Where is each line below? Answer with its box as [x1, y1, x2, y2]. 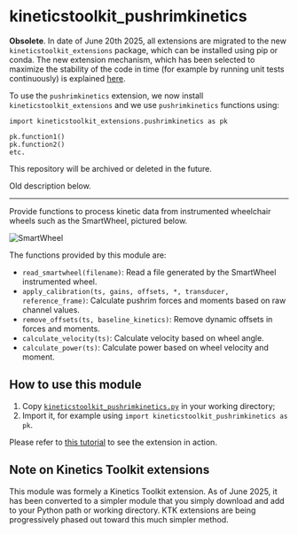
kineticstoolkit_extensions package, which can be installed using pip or [9, 44, 278, 55]
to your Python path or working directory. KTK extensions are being [9, 505, 256, 515]
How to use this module [9, 377, 142, 392]
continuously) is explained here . [9, 73, 126, 83]
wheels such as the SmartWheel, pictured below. [9, 215, 188, 226]
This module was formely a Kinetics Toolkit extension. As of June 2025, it [9, 485, 278, 497]
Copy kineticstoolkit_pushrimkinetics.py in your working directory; [21, 400, 276, 411]
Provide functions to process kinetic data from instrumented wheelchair [9, 205, 271, 216]
